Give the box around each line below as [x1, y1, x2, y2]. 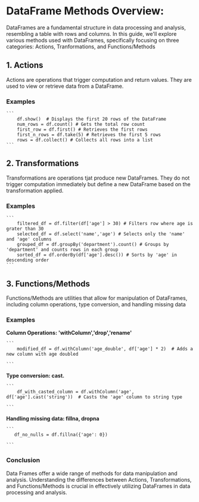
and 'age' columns [6, 236, 52, 242]
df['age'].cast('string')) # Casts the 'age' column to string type [6, 394, 183, 401]
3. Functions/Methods [6, 279, 91, 289]
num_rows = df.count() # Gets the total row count [17, 121, 145, 128]
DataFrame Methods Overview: [6, 4, 164, 18]
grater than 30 [6, 226, 44, 232]
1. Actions [6, 60, 43, 70]
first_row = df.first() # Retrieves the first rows [17, 127, 148, 133]
